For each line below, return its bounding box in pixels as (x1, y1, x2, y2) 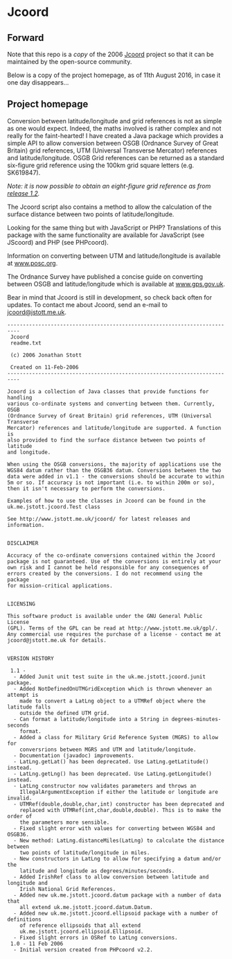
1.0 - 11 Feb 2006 (10, 940, 64, 947)
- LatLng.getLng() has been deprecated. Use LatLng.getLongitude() (13, 770, 213, 777)
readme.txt (10, 339, 42, 347)
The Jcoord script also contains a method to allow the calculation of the (7, 202, 213, 211)
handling (7, 394, 33, 401)
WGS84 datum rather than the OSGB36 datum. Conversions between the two (7, 467, 222, 474)
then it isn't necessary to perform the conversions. (7, 485, 166, 492)
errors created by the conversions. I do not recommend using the (7, 570, 203, 577)
